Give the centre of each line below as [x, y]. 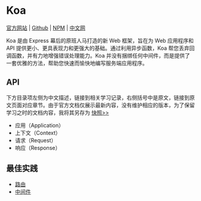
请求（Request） [36, 140]
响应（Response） [38, 148]
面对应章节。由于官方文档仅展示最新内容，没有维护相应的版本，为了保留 [106, 105]
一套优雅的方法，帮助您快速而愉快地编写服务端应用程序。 [77, 63]
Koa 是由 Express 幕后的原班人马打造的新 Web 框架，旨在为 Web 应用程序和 [100, 40]
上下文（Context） [38, 133]
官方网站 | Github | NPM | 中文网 [46, 28]
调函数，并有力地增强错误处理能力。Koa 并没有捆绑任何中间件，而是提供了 [98, 55]
